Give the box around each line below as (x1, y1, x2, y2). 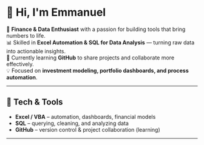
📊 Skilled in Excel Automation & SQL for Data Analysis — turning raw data (6, 39, 195, 46)
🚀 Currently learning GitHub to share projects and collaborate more (6, 54, 175, 61)
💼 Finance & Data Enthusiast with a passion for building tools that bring (6, 25, 186, 33)
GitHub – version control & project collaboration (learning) (15, 126, 161, 133)
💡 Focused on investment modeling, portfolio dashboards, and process (6, 67, 189, 74)
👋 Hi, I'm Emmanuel (6, 5, 106, 19)
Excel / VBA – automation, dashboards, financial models (15, 113, 156, 120)
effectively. (6, 60, 35, 67)
